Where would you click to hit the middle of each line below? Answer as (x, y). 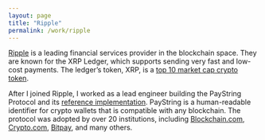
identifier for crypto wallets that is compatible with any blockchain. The (125, 111)
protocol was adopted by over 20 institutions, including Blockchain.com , (127, 119)
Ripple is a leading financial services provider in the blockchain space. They (132, 53)
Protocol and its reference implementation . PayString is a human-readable (130, 102)
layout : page (30, 16)
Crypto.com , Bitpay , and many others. (70, 127)
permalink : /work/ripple (49, 30)
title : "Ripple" (35, 23)
